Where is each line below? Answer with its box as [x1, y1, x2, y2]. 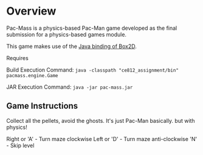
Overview [6, 4, 57, 18]
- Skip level [6, 142, 35, 149]
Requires [6, 54, 29, 61]
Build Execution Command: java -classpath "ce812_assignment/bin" [6, 66, 179, 74]
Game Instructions [6, 101, 78, 111]
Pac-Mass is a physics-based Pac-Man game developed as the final [6, 24, 177, 32]
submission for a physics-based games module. [6, 30, 126, 38]
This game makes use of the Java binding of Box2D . [6, 43, 137, 50]
